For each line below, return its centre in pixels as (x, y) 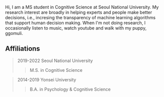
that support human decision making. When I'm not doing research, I (75, 23)
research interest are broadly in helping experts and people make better (79, 12)
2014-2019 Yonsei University (47, 80)
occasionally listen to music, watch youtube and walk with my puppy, (76, 28)
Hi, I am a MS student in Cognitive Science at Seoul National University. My (82, 7)
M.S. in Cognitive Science (56, 70)
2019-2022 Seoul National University (55, 61)
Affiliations (23, 49)
